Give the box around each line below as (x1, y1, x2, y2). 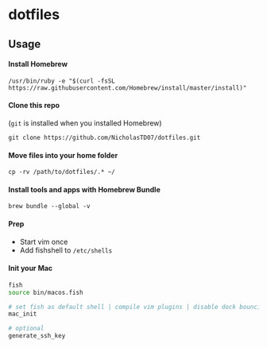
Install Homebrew (8, 60, 68, 69)
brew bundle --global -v (8, 203, 91, 211)
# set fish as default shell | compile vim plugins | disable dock (8, 303, 237, 311)
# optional (8, 324, 44, 333)
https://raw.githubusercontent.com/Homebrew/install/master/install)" (8, 83, 247, 92)
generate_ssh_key (8, 332, 66, 340)
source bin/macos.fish (8, 288, 83, 296)
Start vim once (19, 237, 68, 246)
